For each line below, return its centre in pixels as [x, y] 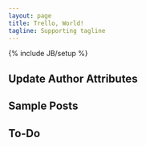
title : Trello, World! [46, 23]
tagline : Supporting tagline [57, 30]
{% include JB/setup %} [48, 54]
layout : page [30, 16]
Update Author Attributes [73, 78]
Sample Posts [43, 106]
